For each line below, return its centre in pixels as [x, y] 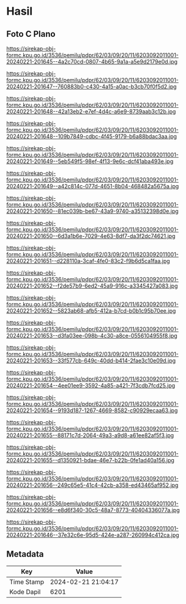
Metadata [25, 554]
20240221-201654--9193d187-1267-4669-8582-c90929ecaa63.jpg [92, 410]
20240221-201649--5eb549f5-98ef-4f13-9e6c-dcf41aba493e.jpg [90, 161]
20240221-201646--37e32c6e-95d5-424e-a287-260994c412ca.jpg [93, 535]
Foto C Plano [31, 34]
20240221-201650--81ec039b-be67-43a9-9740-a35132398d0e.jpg [92, 211]
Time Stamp [27, 582]
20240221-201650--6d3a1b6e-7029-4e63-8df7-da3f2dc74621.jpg [91, 236]
